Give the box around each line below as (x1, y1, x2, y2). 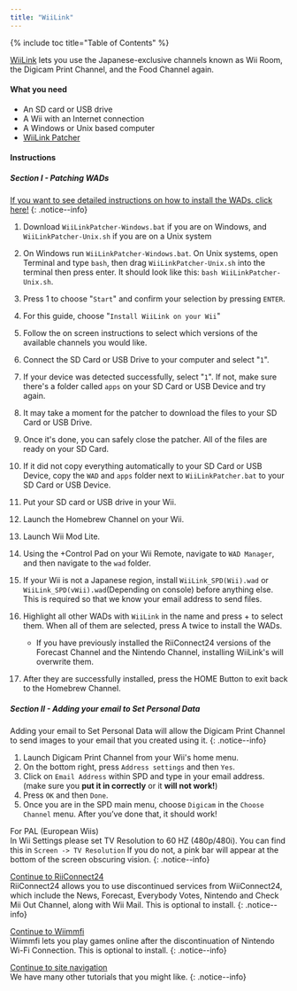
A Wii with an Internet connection (22, 113, 145, 124)
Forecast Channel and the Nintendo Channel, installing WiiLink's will (35, 647, 284, 658)
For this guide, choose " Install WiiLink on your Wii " (22, 311, 221, 322)
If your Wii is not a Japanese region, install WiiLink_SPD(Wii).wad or (22, 575, 269, 586)
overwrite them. (35, 657, 94, 667)
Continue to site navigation (10, 963, 108, 973)
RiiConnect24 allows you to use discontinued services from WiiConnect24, (10, 881, 283, 892)
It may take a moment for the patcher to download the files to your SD (22, 408, 278, 418)
